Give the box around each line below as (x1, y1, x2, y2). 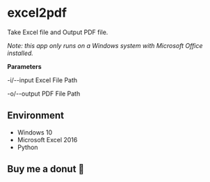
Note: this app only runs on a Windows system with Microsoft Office (7, 41, 203, 50)
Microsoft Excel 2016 (17, 135, 78, 144)
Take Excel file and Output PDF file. (7, 28, 108, 36)
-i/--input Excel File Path (7, 75, 78, 84)
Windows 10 (17, 128, 53, 137)
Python (17, 143, 38, 151)
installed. (7, 49, 33, 57)
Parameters (7, 62, 42, 70)
